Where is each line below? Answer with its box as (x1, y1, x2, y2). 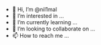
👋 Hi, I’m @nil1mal (12, 6, 57, 13)
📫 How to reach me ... (12, 32, 69, 39)
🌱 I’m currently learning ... (12, 19, 78, 26)
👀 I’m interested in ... (12, 12, 64, 19)
